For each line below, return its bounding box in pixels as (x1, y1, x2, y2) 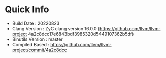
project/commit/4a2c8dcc (12, 47, 67, 53)
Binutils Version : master (12, 36, 63, 42)
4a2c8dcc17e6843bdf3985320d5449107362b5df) (28, 31, 134, 37)
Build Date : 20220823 (12, 20, 60, 26)
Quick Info (5, 4, 49, 15)
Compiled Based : (12, 41, 49, 47)
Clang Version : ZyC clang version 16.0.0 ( (12, 25, 100, 31)
